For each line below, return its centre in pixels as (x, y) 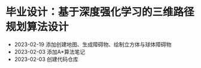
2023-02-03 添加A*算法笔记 (50, 51)
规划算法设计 (37, 27)
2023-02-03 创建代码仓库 (46, 59)
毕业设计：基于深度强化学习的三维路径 (100, 12)
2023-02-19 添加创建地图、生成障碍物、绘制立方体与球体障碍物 (93, 44)
